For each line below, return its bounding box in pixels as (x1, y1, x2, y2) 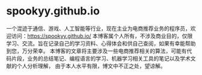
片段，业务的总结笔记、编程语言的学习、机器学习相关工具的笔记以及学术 (11, 55, 191, 62)
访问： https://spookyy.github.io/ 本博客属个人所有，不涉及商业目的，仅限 (11, 32, 193, 40)
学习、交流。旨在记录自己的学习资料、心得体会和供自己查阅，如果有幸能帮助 (6, 40, 196, 47)
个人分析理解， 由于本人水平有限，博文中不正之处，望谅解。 (16, 62, 166, 70)
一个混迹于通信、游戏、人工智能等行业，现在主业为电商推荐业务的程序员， (6, 25, 191, 32)
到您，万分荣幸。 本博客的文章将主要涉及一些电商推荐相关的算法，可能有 (6, 47, 187, 55)
